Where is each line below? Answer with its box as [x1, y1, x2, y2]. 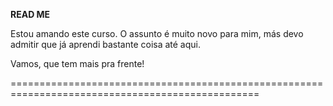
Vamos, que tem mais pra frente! [10, 58, 145, 69]
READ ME [10, 9, 51, 20]
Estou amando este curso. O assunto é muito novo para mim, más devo [10, 28, 304, 39]
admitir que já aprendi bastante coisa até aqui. [10, 39, 202, 50]
